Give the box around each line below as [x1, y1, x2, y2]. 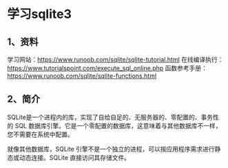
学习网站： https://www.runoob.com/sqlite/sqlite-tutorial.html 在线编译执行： [7, 56, 224, 63]
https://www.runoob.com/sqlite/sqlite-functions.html [7, 72, 157, 80]
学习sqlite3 [7, 6, 72, 22]
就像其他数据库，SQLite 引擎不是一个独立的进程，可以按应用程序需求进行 [7, 145, 215, 153]
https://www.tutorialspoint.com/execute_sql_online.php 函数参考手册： [7, 64, 208, 72]
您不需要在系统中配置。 [7, 130, 74, 138]
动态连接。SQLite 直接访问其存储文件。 [19, 153, 131, 162]
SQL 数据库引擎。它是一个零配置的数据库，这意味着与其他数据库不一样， [14, 121, 222, 129]
